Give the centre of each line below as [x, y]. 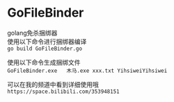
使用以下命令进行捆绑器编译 [47, 41]
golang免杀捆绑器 [32, 33]
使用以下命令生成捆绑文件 [44, 62]
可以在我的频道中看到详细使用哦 [53, 84]
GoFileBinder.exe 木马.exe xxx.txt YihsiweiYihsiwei [87, 71]
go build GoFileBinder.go [45, 49]
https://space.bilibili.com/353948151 [63, 92]
